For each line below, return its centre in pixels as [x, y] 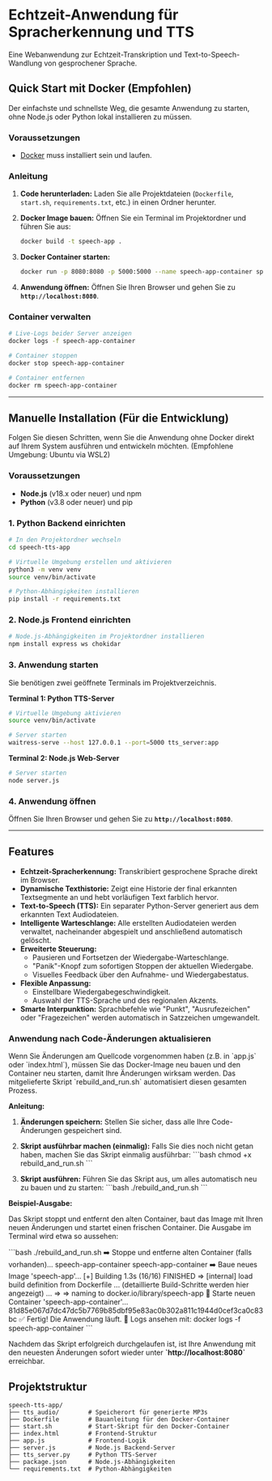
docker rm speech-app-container [63, 385]
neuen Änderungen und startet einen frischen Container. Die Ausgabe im [130, 1228]
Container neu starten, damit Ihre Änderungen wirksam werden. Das [122, 1073]
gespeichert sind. [93, 1131]
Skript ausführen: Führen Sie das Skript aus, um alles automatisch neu [138, 1179]
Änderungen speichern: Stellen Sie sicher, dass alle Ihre [115, 1122]
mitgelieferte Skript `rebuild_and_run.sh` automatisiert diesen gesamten [127, 1082]
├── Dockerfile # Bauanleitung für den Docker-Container [119, 1419]
